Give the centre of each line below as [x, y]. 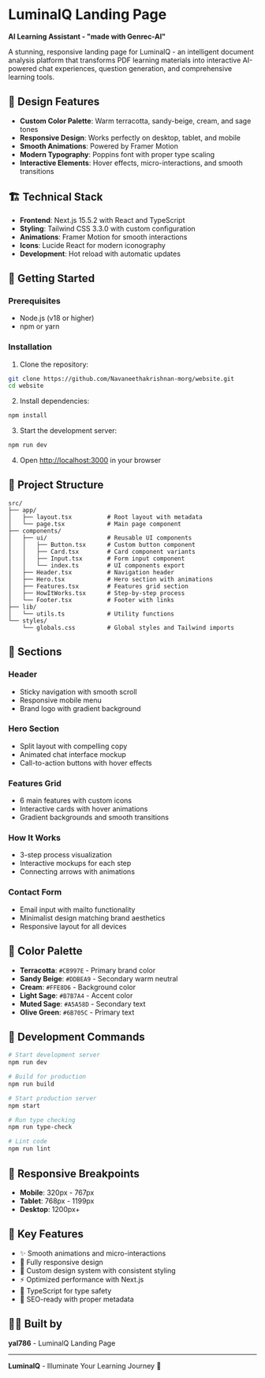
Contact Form [35, 892]
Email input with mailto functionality [77, 909]
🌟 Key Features [46, 1234]
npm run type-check [40, 1128]
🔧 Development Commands [77, 1037]
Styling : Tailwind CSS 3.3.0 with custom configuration [107, 228]
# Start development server [54, 1055]
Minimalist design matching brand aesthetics [92, 917]
